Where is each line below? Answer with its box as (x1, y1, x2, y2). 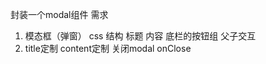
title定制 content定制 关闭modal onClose (24, 43, 192, 54)
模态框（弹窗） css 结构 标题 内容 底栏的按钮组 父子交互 (24, 30, 257, 42)
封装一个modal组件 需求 (10, 9, 109, 20)
